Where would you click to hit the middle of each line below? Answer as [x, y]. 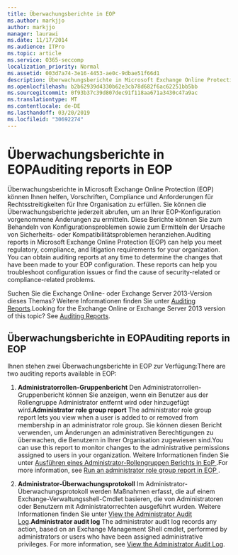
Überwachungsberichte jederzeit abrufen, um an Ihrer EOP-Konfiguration [114, 212]
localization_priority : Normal [53, 67]
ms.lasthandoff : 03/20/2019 [49, 113]
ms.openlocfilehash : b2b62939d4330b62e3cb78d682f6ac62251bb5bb [103, 86]
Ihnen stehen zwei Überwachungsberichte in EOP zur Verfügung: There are [117, 366]
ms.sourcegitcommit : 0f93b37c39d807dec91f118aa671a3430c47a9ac [103, 93]
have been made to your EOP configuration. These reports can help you [112, 264]
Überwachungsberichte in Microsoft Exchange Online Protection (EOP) [110, 189]
